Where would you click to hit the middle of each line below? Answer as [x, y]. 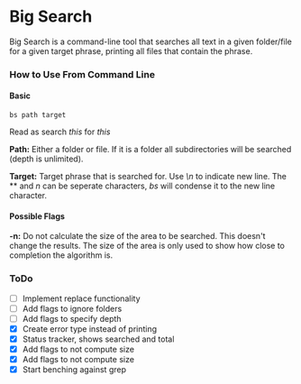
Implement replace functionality [81, 298]
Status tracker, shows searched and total [98, 339]
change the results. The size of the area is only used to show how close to [147, 246]
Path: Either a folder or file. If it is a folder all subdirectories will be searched [150, 150]
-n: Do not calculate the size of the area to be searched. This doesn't [137, 236]
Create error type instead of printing [90, 329]
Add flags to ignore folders [72, 308]
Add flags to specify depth [72, 318]
